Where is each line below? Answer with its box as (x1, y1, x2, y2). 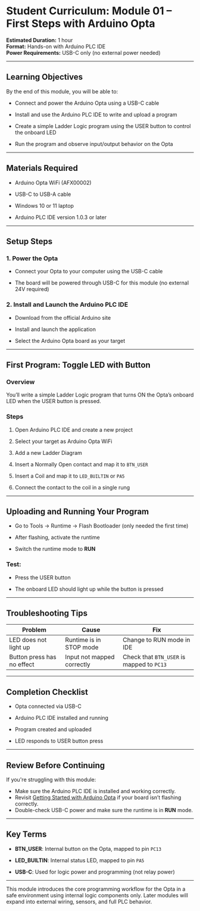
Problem (21, 626, 46, 634)
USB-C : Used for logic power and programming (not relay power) (14, 868, 176, 875)
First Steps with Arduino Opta (6, 17, 156, 30)
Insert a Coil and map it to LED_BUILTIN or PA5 (14, 472, 125, 479)
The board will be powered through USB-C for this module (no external (14, 279, 189, 286)
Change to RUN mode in (123, 636, 190, 644)
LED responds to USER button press (14, 737, 104, 745)
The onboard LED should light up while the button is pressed (14, 585, 164, 592)
